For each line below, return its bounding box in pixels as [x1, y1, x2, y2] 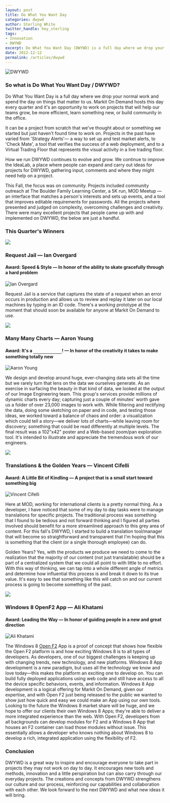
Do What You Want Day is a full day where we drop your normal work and [5, 93, 159, 99]
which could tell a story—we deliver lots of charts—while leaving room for [5, 418, 160, 424]
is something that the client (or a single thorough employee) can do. [5, 539, 147, 546]
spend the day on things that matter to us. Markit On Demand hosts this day [5, 98, 164, 105]
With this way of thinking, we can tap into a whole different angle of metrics [5, 565, 163, 572]
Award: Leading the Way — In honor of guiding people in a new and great [5, 616, 162, 623]
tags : [5, 31, 17, 36]
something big [5, 480, 37, 486]
